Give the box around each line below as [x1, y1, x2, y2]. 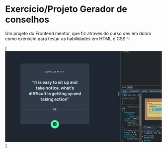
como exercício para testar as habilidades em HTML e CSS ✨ [5, 36, 131, 42]
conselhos [5, 14, 50, 25]
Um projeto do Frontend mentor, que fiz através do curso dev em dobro [5, 30, 152, 36]
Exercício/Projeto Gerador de [5, 3, 128, 15]
